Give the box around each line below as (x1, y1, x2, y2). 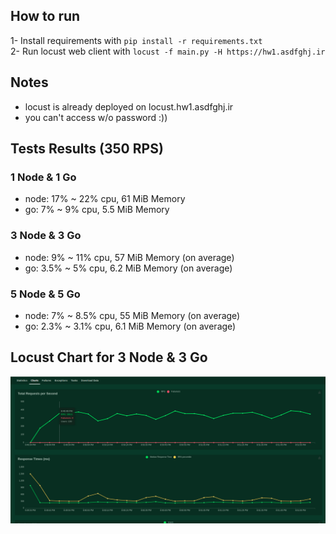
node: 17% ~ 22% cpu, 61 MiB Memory (24, 193, 186, 205)
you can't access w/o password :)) (24, 111, 168, 123)
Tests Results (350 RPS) (10, 140, 164, 158)
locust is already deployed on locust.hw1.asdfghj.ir (24, 100, 234, 113)
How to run (10, 8, 81, 25)
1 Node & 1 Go (10, 170, 77, 184)
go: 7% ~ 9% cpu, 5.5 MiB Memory (24, 204, 170, 216)
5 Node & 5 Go (10, 287, 81, 301)
